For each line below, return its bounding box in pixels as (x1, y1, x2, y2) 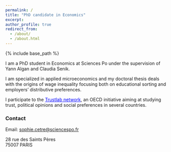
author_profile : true (5, 22, 52, 27)
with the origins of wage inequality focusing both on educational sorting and (5, 81, 166, 87)
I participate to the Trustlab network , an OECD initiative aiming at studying (5, 96, 161, 103)
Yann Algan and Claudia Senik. (5, 65, 70, 72)
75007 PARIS (5, 142, 33, 148)
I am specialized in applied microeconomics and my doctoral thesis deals (5, 75, 160, 82)
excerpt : (5, 17, 24, 22)
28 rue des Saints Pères (5, 137, 56, 143)
